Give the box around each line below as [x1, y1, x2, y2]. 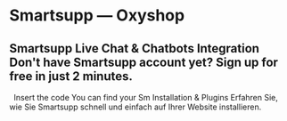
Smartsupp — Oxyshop [9, 5, 185, 26]
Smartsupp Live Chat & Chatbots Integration [9, 41, 260, 56]
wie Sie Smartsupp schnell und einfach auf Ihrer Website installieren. [9, 101, 262, 112]
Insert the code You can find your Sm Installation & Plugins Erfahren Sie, [12, 93, 279, 102]
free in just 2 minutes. [9, 69, 134, 84]
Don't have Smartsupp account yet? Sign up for [9, 54, 279, 69]
